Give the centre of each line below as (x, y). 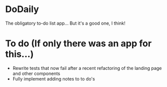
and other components (36, 73)
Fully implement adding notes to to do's (54, 78)
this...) (19, 54)
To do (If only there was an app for (78, 43)
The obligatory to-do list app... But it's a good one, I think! (65, 23)
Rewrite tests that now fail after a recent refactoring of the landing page (87, 68)
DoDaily (22, 9)
